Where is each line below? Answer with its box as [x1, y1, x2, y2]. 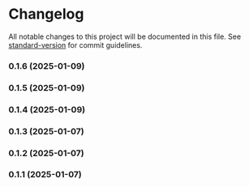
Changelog [8, 5, 84, 23]
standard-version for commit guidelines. [8, 40, 143, 49]
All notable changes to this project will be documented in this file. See [8, 32, 242, 41]
